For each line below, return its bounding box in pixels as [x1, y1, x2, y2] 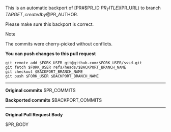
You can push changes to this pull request [5, 51, 96, 57]
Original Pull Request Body [5, 111, 63, 117]
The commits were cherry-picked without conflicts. [5, 40, 113, 47]
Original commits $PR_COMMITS [5, 87, 76, 93]
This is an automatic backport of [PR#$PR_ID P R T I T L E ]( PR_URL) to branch [5, 5, 161, 12]
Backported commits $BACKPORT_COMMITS [5, 97, 102, 103]
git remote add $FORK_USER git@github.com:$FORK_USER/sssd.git [5, 60, 142, 65]
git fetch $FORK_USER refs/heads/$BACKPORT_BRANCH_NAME [5, 65, 126, 70]
